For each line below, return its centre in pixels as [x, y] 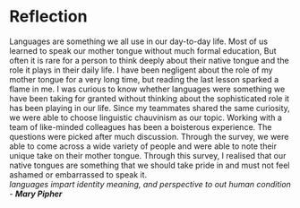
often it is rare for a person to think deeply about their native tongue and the [149, 60]
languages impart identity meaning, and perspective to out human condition [150, 184]
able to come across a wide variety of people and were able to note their [143, 146]
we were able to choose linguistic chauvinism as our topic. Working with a [146, 117]
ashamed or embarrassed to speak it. [78, 174]
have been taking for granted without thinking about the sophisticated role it [149, 98]
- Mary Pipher [36, 194]
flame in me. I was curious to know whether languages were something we [147, 89]
